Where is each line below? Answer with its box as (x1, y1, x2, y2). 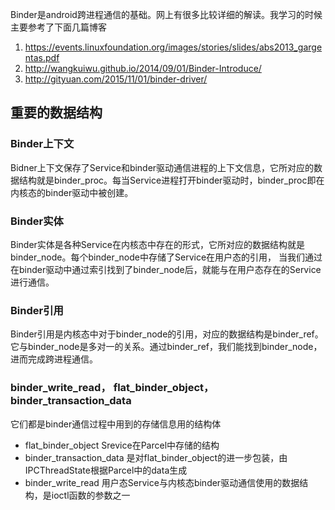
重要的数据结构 (10, 104, 103, 122)
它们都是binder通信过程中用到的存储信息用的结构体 (10, 418, 222, 430)
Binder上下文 (10, 137, 75, 151)
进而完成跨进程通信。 (10, 353, 98, 365)
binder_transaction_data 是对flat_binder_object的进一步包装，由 (24, 451, 288, 463)
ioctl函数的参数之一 (51, 489, 131, 501)
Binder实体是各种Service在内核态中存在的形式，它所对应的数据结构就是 (10, 238, 305, 250)
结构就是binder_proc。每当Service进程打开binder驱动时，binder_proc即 (18, 174, 317, 186)
